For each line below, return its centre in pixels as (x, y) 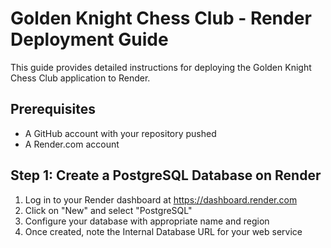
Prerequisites (53, 109)
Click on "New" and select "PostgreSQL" (108, 210)
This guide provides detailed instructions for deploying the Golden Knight (161, 67)
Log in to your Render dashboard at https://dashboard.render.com (161, 199)
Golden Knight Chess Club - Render (161, 18)
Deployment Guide (89, 39)
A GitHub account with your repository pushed (120, 133)
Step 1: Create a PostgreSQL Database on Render (166, 175)
